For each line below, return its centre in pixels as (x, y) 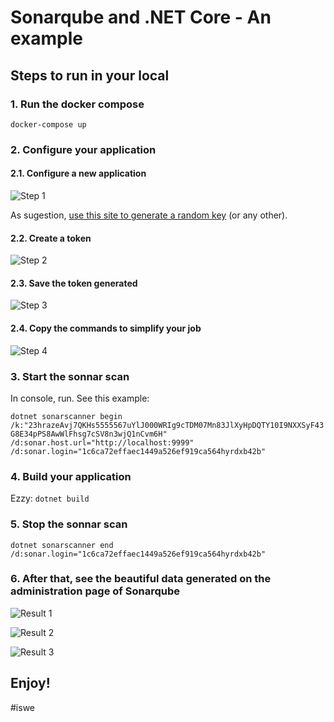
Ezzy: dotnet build (50, 498)
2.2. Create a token (51, 238)
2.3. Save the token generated (74, 283)
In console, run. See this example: (80, 398)
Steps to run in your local (90, 75)
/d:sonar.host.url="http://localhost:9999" (102, 442)
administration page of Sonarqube (95, 591)
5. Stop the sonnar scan (69, 524)
